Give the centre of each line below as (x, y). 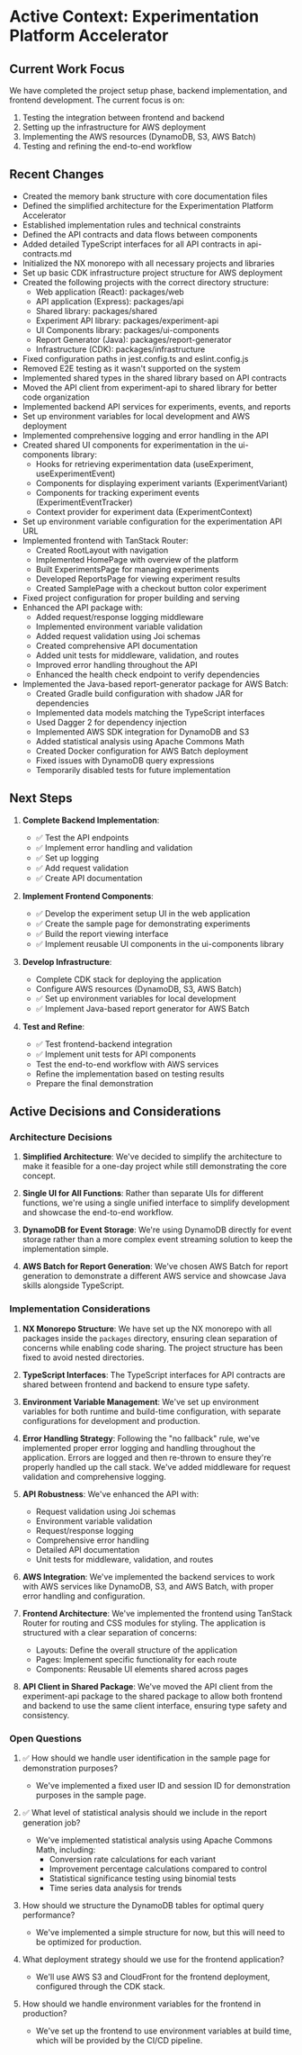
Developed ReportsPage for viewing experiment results (138, 579)
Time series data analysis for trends (115, 1888)
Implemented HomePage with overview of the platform (137, 559)
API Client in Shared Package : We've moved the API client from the (147, 1686)
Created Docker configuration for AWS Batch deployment (142, 751)
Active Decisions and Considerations (115, 1112)
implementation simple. (66, 1249)
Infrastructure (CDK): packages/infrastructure (120, 349)
